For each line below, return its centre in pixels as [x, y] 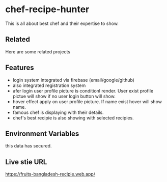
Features [20, 68]
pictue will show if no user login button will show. [64, 96]
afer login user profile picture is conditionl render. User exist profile [83, 90]
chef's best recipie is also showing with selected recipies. [73, 117]
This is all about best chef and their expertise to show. [62, 23]
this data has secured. [29, 146]
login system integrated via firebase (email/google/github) [74, 80]
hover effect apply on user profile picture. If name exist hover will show [87, 101]
